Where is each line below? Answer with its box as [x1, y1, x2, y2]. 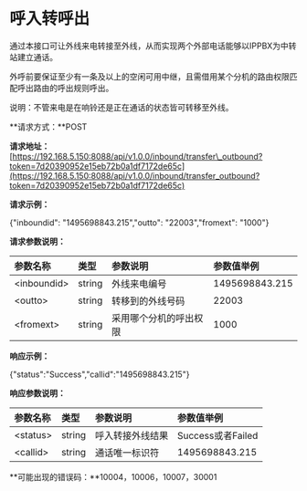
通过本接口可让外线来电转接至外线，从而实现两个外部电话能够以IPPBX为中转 [9, 40, 297, 51]
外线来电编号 [111, 277, 167, 290]
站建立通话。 [9, 51, 58, 62]
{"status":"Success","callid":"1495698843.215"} [9, 369, 190, 380]
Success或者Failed [176, 429, 259, 442]
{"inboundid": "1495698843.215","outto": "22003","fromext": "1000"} [9, 216, 270, 228]
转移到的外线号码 [111, 294, 185, 307]
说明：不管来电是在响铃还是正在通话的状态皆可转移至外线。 [9, 101, 234, 112]
